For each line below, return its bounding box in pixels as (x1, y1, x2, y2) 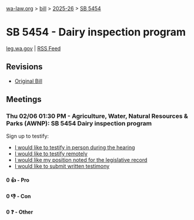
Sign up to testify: (6, 133, 49, 140)
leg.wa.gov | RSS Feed (6, 45, 61, 52)
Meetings (6, 94, 42, 104)
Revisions (6, 62, 43, 72)
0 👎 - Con (6, 192, 31, 199)
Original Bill (14, 77, 43, 84)
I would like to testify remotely (14, 150, 88, 157)
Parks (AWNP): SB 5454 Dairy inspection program (6, 120, 152, 128)
